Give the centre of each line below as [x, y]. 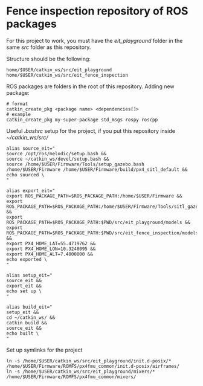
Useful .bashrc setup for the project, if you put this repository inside [91, 130]
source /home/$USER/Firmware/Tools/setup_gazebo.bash [76, 164]
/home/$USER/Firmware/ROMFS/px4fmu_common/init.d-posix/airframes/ [93, 366]
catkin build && [27, 323]
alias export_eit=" [31, 191]
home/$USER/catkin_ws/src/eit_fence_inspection [67, 75]
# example [19, 114]
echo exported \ [27, 259]
